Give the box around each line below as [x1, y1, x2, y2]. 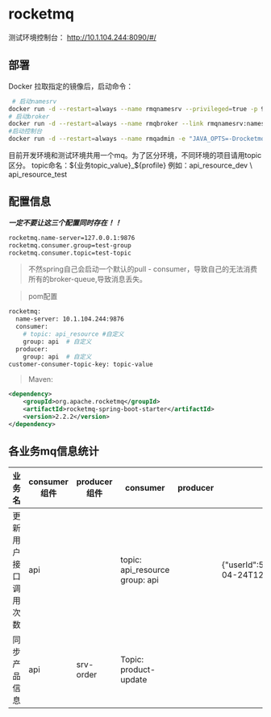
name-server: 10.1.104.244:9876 [15, 315, 125, 323]
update [120, 673, 148, 685]
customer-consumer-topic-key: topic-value [8, 360, 153, 368]
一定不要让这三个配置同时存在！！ [8, 218, 122, 227]
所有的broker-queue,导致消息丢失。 [27, 275, 147, 284]
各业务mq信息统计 [8, 445, 99, 458]
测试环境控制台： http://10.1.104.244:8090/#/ [8, 32, 157, 42]
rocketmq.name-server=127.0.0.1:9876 [8, 234, 135, 242]
